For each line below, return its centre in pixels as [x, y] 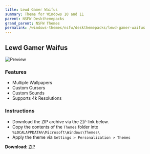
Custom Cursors [29, 88]
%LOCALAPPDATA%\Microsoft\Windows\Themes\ [56, 132]
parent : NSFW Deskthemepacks [35, 19]
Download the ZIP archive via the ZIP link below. [60, 121]
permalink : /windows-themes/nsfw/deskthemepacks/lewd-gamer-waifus [75, 28]
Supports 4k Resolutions [37, 98]
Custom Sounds [28, 93]
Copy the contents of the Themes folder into [55, 127]
